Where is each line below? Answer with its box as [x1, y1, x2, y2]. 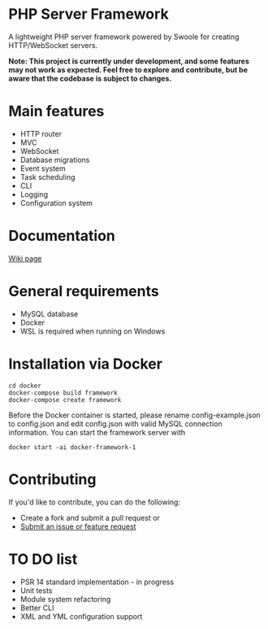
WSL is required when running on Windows [19, 326, 166, 336]
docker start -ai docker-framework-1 [8, 443, 136, 452]
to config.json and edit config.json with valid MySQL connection [8, 418, 223, 428]
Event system [19, 164, 67, 173]
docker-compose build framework [8, 388, 118, 397]
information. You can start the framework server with [8, 427, 186, 437]
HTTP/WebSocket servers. [8, 40, 98, 50]
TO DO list [8, 550, 78, 568]
